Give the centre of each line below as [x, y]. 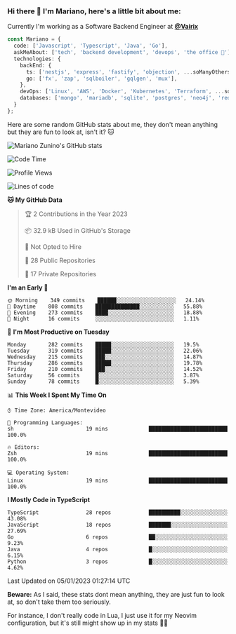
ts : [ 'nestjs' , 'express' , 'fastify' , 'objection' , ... [109, 72]
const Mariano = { [34, 39]
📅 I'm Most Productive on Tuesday [59, 332]
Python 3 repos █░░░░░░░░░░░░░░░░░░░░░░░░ [118, 561]
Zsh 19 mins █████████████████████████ [118, 453]
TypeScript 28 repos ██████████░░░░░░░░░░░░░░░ [118, 512]
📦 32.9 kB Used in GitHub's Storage [78, 230]
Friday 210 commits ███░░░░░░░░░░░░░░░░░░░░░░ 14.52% [105, 369]
